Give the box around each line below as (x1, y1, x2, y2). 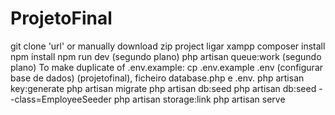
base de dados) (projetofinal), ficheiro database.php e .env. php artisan (10, 72, 305, 84)
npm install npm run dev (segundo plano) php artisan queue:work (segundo (10, 50, 322, 62)
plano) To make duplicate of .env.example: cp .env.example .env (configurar (10, 61, 324, 73)
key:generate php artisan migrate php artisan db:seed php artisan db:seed (10, 82, 317, 94)
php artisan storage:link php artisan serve (113, 93, 286, 105)
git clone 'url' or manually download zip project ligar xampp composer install (10, 40, 326, 52)
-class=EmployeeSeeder (10, 93, 112, 105)
